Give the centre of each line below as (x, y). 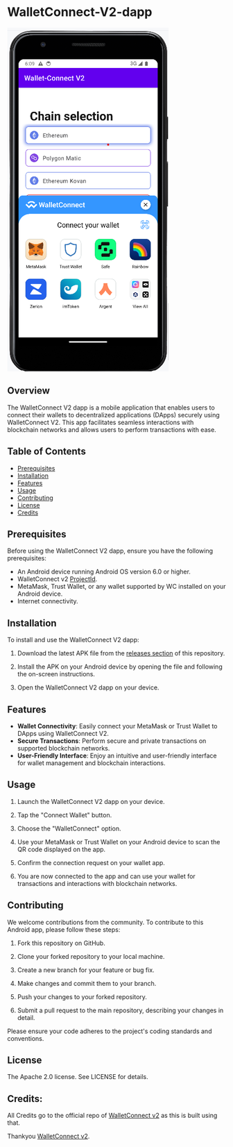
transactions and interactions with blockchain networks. (97, 883)
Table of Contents (47, 452)
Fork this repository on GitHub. (61, 943)
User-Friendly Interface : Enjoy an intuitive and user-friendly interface (117, 755)
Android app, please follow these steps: (64, 929)
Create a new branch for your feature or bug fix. (86, 970)
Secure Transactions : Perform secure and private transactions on (112, 741)
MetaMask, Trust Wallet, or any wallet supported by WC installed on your (121, 587)
